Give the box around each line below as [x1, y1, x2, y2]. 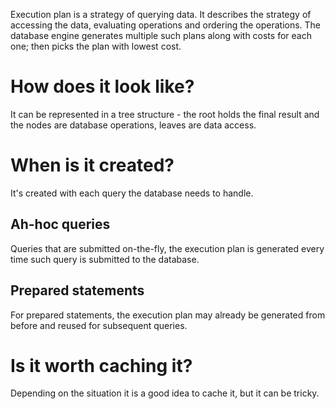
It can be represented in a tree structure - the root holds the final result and [10, 108, 320, 120]
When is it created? [10, 154, 175, 177]
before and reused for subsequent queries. [10, 319, 188, 331]
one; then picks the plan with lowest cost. [10, 40, 182, 52]
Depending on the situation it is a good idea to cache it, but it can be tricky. [10, 387, 320, 399]
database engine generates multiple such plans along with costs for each [10, 30, 312, 41]
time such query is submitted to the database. [10, 253, 200, 265]
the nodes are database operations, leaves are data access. [10, 119, 257, 131]
